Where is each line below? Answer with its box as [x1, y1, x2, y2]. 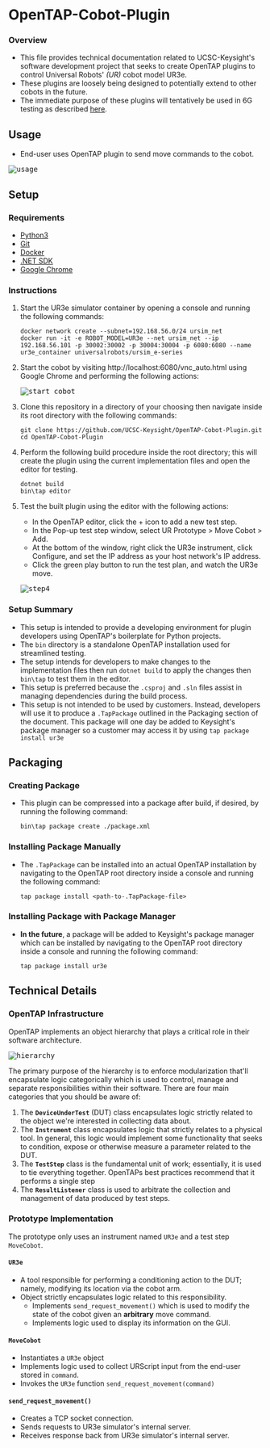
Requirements [8, 212, 65, 223]
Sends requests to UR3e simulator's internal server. [19, 1422, 192, 1432]
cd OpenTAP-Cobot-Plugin [19, 434, 104, 442]
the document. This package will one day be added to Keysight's [19, 716, 235, 726]
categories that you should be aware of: [8, 1092, 141, 1102]
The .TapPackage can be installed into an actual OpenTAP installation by [19, 859, 257, 869]
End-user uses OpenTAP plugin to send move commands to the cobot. [19, 149, 255, 159]
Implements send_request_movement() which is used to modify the [31, 1301, 250, 1311]
